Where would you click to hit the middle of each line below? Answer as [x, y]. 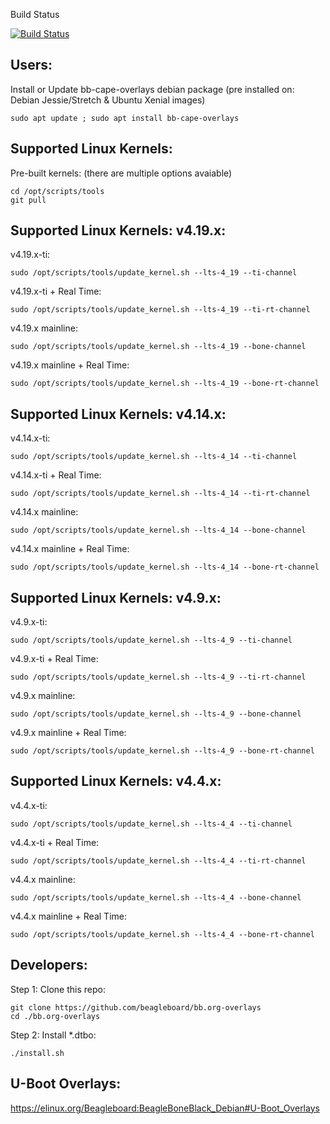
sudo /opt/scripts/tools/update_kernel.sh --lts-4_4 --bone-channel [156, 897]
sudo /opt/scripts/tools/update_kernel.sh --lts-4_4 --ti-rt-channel [158, 860]
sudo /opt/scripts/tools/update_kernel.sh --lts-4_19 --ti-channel [154, 273]
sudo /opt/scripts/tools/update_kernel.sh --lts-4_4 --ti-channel [151, 824]
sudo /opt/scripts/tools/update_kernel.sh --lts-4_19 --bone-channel [158, 347]
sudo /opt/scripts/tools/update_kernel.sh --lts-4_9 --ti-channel [151, 640]
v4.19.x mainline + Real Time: [70, 365]
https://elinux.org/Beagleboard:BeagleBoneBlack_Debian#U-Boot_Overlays [165, 1108]
